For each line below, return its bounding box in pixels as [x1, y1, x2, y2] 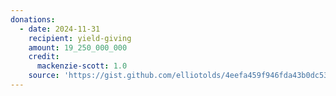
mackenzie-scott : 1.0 [36, 61, 128, 71]
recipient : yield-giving [28, 33, 132, 43]
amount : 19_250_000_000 [28, 42, 128, 53]
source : [28, 71, 60, 81]
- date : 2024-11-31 [19, 24, 101, 34]
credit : [28, 52, 60, 62]
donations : [10, 14, 56, 25]
